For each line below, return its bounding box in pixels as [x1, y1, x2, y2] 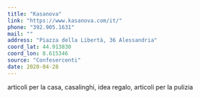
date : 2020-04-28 [7, 63, 59, 70]
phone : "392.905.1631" [7, 23, 75, 31]
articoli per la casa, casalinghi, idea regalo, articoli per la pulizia [7, 82, 194, 91]
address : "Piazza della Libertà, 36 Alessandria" [7, 37, 158, 44]
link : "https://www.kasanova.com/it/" [7, 17, 122, 24]
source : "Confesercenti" [7, 57, 81, 64]
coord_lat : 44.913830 [7, 43, 72, 50]
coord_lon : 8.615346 [7, 50, 69, 58]
